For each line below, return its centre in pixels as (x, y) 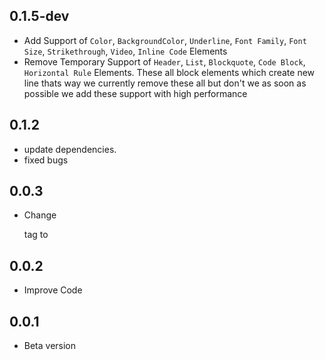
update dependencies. (70, 149)
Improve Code (53, 290)
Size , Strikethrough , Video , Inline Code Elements (125, 51)
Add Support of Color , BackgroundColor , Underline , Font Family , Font (165, 40)
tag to (36, 235)
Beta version (50, 346)
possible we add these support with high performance (135, 93)
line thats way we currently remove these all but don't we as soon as (165, 83)
